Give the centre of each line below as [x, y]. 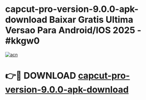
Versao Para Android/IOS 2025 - [73, 30]
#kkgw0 [22, 41]
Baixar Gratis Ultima [91, 20]
